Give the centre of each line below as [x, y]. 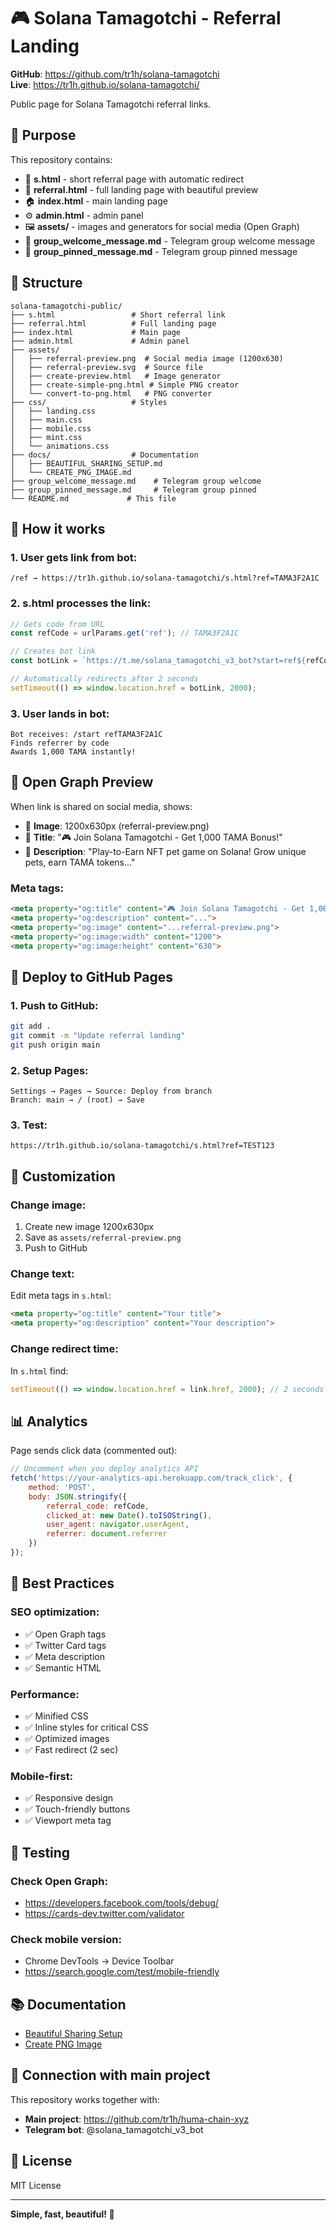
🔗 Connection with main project [110, 2075]
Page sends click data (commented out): [94, 1451]
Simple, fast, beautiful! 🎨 [62, 2214]
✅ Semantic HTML [63, 1667]
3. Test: [29, 1125]
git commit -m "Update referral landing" [98, 1036]
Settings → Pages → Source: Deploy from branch [111, 1091]
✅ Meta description [64, 1656]
